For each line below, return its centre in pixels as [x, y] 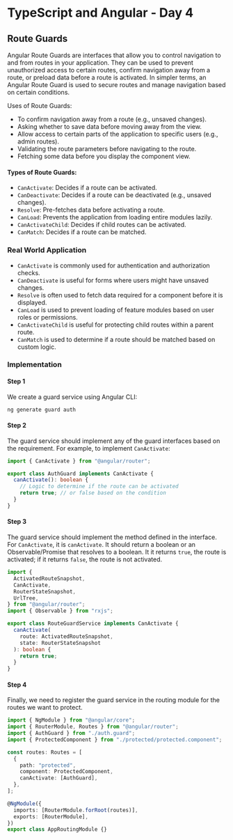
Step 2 [17, 426]
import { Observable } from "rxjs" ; [60, 611]
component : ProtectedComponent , [66, 772]
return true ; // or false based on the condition [93, 493]
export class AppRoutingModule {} [57, 830]
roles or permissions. [47, 317]
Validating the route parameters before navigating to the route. [107, 149]
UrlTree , [26, 598]
